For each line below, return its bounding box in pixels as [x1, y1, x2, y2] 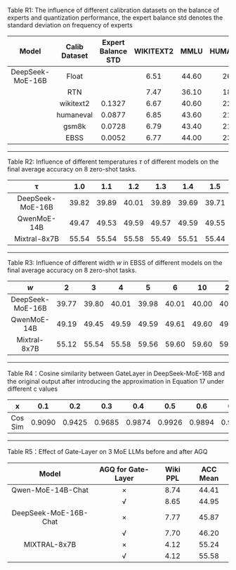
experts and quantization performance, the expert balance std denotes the [7, 13, 223, 22]
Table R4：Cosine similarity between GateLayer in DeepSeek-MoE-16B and [7, 369, 225, 377]
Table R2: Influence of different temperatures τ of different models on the [7, 157, 219, 166]
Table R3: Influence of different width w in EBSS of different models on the [7, 259, 223, 266]
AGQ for [99, 465, 127, 474]
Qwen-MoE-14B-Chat [11, 485, 89, 495]
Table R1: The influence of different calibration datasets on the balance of [7, 6, 220, 14]
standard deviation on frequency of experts [7, 21, 133, 29]
